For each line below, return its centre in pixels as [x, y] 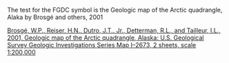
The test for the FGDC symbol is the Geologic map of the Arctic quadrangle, [115, 10]
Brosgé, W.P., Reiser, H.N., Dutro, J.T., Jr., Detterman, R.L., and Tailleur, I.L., [114, 30]
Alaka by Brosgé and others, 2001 [55, 17]
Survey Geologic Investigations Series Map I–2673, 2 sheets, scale [102, 45]
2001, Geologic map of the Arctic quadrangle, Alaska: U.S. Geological [106, 38]
